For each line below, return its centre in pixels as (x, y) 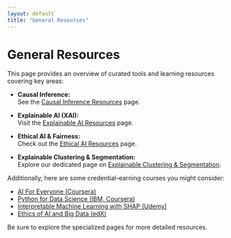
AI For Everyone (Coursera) (57, 191)
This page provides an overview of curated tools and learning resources (111, 74)
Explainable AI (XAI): (48, 116)
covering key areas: (36, 81)
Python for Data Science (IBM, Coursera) (76, 199)
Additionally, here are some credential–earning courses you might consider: (116, 178)
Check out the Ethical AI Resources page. (77, 144)
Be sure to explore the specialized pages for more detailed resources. (107, 228)
